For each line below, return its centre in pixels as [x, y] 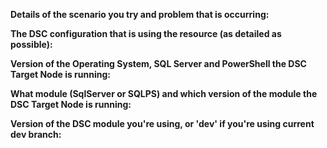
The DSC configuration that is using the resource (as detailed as [146, 33]
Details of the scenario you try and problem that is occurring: [140, 14]
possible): [31, 44]
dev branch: [36, 134]
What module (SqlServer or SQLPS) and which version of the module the [164, 93]
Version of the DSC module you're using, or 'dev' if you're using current [162, 123]
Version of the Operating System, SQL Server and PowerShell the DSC [158, 63]
